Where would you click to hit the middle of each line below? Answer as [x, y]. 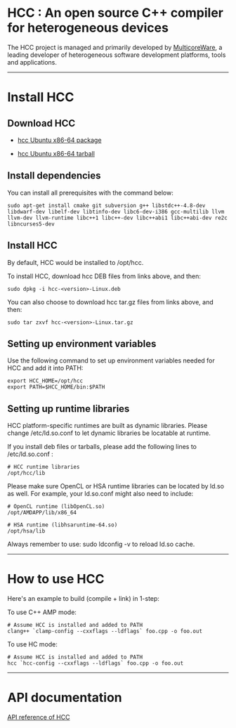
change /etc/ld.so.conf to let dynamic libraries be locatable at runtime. [109, 433]
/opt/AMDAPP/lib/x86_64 [42, 513]
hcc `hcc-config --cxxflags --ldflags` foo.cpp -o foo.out [96, 663]
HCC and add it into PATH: [45, 368]
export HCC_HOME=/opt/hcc [45, 381]
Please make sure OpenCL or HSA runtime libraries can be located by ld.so [116, 486]
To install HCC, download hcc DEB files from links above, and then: [104, 276]
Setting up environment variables [82, 343]
